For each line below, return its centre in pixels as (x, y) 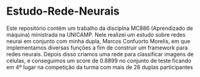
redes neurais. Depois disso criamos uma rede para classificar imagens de (100, 54)
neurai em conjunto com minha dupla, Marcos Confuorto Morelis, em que (98, 41)
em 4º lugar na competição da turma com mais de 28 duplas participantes (100, 67)
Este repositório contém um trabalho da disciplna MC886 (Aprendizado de (100, 28)
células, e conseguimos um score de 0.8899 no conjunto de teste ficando (99, 61)
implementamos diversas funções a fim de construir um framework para (97, 48)
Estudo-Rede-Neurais (63, 11)
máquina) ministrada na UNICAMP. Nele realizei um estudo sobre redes (96, 34)
